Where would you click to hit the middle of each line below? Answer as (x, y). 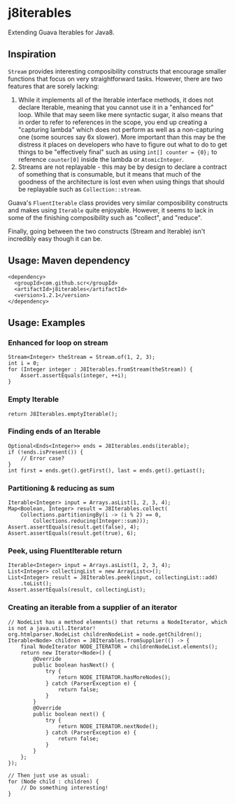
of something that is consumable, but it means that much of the (109, 174)
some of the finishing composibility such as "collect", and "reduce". (105, 217)
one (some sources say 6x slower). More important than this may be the (122, 137)
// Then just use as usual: (49, 775)
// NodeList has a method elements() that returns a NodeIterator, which (118, 622)
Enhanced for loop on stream (58, 343)
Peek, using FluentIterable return (65, 551)
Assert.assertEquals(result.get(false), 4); (74, 527)
